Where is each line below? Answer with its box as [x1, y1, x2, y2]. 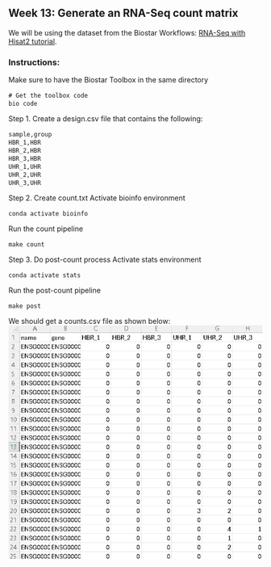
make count [8, 241, 45, 249]
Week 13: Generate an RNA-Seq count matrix [8, 6, 239, 20]
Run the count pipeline [8, 224, 83, 233]
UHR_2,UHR [8, 171, 42, 179]
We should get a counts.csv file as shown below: [8, 317, 171, 326]
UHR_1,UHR [8, 163, 42, 171]
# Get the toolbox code [8, 92, 89, 100]
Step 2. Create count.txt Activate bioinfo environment [8, 193, 186, 203]
